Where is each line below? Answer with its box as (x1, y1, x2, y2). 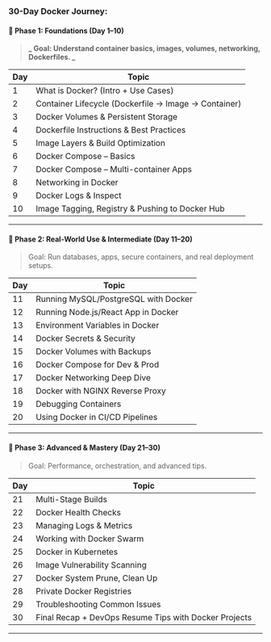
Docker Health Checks (35, 506, 121, 518)
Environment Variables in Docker (35, 320, 160, 331)
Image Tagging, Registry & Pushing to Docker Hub (35, 204, 225, 215)
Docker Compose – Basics (35, 151, 135, 162)
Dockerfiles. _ (27, 52, 76, 62)
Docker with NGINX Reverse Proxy (35, 385, 167, 397)
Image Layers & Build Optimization (35, 137, 165, 149)
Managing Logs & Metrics (35, 519, 133, 531)
